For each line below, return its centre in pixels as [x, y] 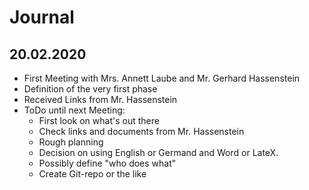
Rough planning [71, 142]
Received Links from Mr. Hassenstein [100, 99]
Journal [42, 17]
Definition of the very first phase [90, 89]
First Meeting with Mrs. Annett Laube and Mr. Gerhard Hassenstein [162, 78]
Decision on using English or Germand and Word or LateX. [158, 152]
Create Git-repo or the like [92, 174]
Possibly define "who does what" [107, 163]
